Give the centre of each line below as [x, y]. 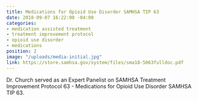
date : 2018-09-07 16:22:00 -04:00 [50, 18]
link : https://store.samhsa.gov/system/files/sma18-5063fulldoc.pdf [95, 62]
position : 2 [21, 51]
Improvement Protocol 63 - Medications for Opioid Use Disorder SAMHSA [99, 86]
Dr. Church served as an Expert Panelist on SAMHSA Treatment [86, 80]
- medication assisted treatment [49, 29]
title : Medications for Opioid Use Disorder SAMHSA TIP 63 [83, 12]
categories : [21, 23]
